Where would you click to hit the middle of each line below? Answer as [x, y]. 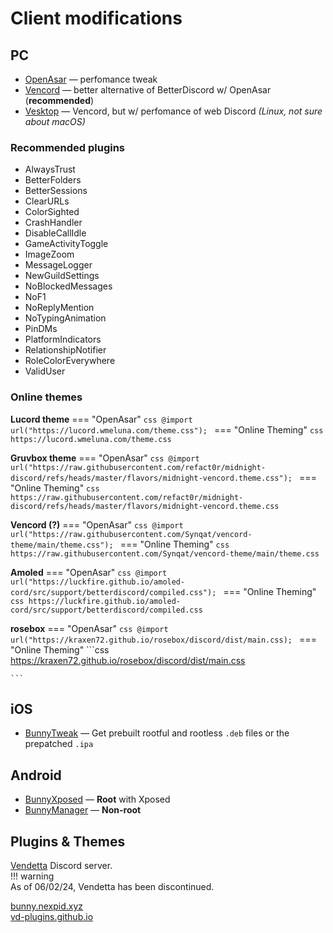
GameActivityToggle [66, 244]
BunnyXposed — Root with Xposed [97, 799]
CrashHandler [53, 223]
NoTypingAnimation [65, 318]
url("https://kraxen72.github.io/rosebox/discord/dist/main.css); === [163, 639]
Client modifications [96, 18]
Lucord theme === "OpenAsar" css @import [101, 419]
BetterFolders [53, 180]
